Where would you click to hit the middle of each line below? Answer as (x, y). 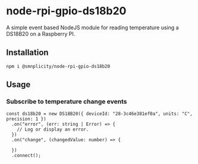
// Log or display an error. (53, 129)
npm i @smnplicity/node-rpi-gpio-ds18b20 (58, 66)
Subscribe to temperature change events (67, 101)
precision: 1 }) (26, 119)
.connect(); (26, 156)
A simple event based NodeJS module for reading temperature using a (93, 27)
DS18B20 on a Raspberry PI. (41, 33)
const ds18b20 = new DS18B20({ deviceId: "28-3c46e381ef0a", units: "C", (100, 114)
